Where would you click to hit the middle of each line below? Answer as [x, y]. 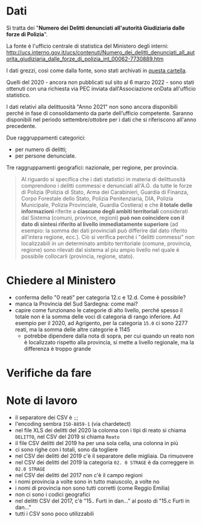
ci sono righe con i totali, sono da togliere [66, 449]
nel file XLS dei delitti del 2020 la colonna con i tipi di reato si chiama [100, 430]
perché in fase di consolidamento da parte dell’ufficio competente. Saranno [100, 113]
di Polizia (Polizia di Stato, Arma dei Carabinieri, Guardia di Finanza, [105, 192]
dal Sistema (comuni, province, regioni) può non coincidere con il [103, 217]
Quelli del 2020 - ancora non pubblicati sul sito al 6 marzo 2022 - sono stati [100, 82]
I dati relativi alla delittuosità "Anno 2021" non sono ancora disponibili [92, 106]
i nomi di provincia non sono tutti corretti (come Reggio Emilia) [92, 488]
